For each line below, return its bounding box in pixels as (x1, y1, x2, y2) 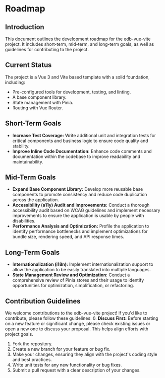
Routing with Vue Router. (12, 105, 63, 111)
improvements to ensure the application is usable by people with (12, 213, 145, 219)
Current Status (5, 61, 52, 70)
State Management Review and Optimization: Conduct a (12, 272, 130, 278)
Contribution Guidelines (5, 297, 81, 305)
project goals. (5, 331, 33, 337)
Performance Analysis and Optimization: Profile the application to (12, 223, 150, 229)
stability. (12, 143, 30, 149)
